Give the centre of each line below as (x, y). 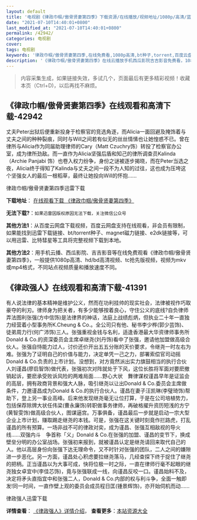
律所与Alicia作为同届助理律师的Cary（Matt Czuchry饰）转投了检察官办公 (94, 147)
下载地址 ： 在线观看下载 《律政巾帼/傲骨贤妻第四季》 (70, 200)
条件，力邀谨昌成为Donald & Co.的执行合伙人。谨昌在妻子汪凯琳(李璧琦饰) (96, 391)
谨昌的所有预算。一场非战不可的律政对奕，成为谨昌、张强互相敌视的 (88, 427)
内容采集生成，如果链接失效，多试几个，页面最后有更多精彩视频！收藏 (105, 78)
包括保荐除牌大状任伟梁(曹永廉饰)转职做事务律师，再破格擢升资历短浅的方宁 (98, 406)
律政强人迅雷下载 (27, 498)
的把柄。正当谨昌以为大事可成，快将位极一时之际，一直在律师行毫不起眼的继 (98, 464)
